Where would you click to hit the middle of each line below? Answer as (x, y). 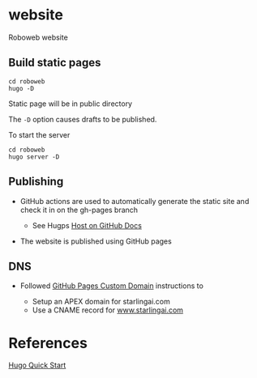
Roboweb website (39, 37)
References (48, 343)
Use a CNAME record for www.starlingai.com (108, 310)
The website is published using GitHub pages (96, 241)
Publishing (36, 182)
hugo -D (21, 88)
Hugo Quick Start (37, 365)
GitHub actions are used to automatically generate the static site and (135, 201)
